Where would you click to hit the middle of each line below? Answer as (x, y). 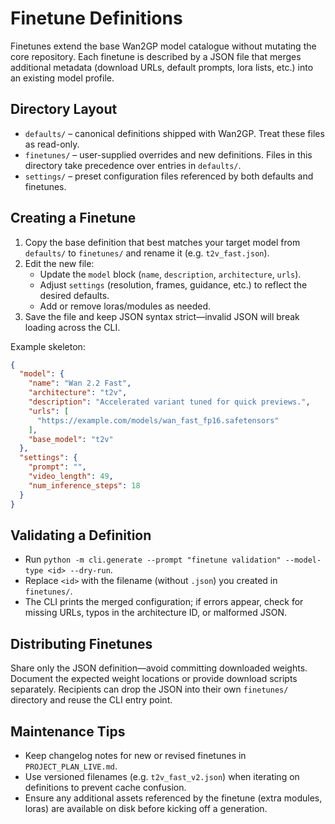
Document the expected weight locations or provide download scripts (154, 679)
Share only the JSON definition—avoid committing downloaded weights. (159, 668)
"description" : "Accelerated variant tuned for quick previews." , (169, 402)
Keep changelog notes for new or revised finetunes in (135, 755)
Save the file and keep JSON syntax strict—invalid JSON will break (162, 316)
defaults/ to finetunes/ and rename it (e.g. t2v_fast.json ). (147, 253)
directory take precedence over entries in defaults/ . (133, 165)
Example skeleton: (48, 346)
